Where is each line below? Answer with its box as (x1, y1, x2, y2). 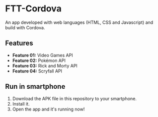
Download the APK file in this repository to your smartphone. (12, 95, 137, 102)
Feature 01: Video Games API (12, 52, 73, 58)
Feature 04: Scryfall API (12, 68, 63, 74)
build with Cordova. (5, 24, 45, 30)
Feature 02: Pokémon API (12, 58, 66, 63)
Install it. (12, 101, 30, 107)
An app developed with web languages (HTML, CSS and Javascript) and (5, 19, 154, 25)
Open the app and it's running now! (12, 106, 85, 112)
